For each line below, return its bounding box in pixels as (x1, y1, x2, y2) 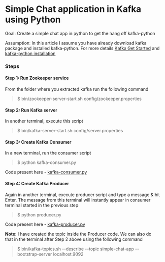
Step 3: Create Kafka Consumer (5, 139, 71, 145)
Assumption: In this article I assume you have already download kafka (5, 40, 147, 46)
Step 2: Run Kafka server (5, 107, 58, 113)
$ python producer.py (17, 211, 62, 217)
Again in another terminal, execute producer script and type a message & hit (5, 192, 160, 198)
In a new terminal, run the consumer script (5, 150, 91, 156)
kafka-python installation (5, 51, 56, 56)
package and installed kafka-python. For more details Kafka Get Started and (5, 45, 160, 51)
